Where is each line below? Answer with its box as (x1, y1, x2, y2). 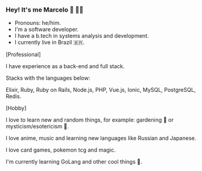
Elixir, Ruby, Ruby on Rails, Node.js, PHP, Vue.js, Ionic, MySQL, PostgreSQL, (5, 86, 196, 94)
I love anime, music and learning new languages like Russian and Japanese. (5, 134, 197, 142)
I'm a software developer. (14, 26, 79, 33)
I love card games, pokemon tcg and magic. (5, 146, 116, 154)
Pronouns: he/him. (14, 19, 62, 27)
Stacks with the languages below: (5, 74, 91, 82)
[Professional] (5, 51, 41, 58)
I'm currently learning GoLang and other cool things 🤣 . (5, 158, 143, 166)
